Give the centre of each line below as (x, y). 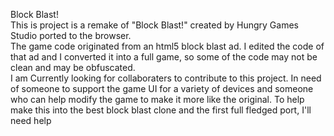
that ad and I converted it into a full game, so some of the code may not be (164, 57)
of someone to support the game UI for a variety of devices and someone (162, 88)
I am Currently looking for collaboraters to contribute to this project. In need (166, 78)
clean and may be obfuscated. (73, 67)
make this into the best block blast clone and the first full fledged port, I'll (161, 110)
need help (31, 120)
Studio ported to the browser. (71, 35)
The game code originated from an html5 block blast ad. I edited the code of (167, 46)
